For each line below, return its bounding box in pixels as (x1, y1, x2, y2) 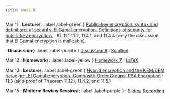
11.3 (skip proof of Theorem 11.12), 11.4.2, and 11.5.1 (5, 78, 111, 84)
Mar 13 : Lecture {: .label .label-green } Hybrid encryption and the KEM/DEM (5, 67, 165, 73)
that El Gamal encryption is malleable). (5, 38, 86, 44)
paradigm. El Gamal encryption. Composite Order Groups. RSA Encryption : (5, 72, 163, 79)
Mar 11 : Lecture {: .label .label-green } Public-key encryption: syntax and (5, 21, 158, 27)
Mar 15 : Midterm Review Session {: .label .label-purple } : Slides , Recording (5, 87, 165, 94)
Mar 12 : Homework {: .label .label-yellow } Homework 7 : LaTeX (5, 57, 139, 63)
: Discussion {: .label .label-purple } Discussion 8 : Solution (5, 47, 129, 53)
